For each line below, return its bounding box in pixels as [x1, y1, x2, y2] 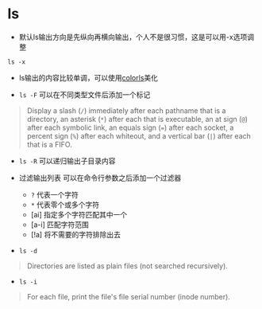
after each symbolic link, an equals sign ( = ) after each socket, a [26, 123, 234, 132]
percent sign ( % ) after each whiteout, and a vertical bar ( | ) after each [26, 131, 252, 140]
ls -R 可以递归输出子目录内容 [18, 156, 116, 166]
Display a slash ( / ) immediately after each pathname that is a [26, 105, 226, 115]
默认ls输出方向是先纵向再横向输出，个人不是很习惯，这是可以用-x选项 [18, 32, 248, 41]
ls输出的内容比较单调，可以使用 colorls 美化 [18, 72, 159, 82]
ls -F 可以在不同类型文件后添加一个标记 [18, 89, 151, 100]
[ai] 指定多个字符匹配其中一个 [30, 209, 128, 219]
